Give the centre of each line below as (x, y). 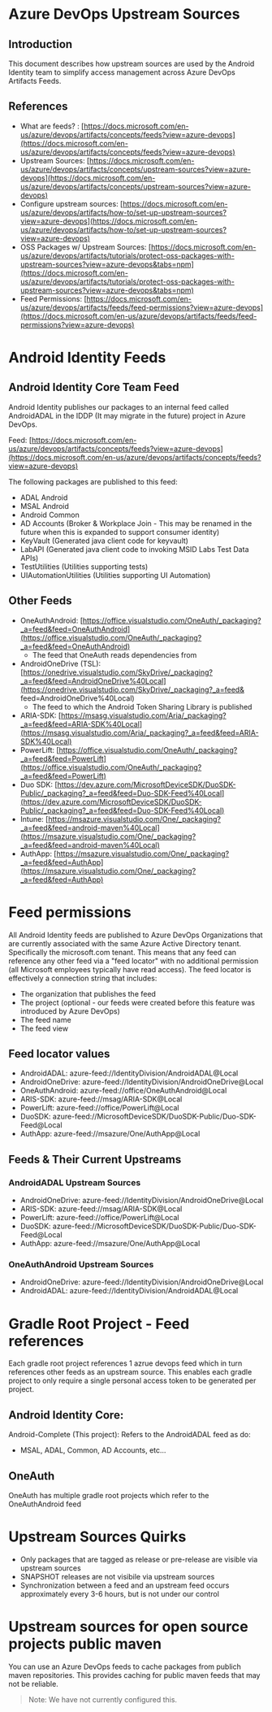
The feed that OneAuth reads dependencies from (114, 654)
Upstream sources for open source (129, 1627)
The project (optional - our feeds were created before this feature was (138, 1002)
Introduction (41, 44)
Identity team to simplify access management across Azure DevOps (122, 72)
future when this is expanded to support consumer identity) (120, 532)
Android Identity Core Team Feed (94, 387)
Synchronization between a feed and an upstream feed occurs (125, 1585)
